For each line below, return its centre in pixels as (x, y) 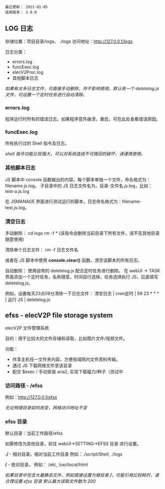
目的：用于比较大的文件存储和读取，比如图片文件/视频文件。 (66, 338)
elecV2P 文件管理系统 (27, 328)
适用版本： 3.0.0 (21, 12)
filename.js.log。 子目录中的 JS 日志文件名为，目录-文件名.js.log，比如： (79, 186)
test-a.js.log (17, 191)
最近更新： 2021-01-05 (27, 7)
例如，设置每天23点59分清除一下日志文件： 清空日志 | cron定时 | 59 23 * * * (82, 293)
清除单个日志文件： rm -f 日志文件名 (42, 250)
